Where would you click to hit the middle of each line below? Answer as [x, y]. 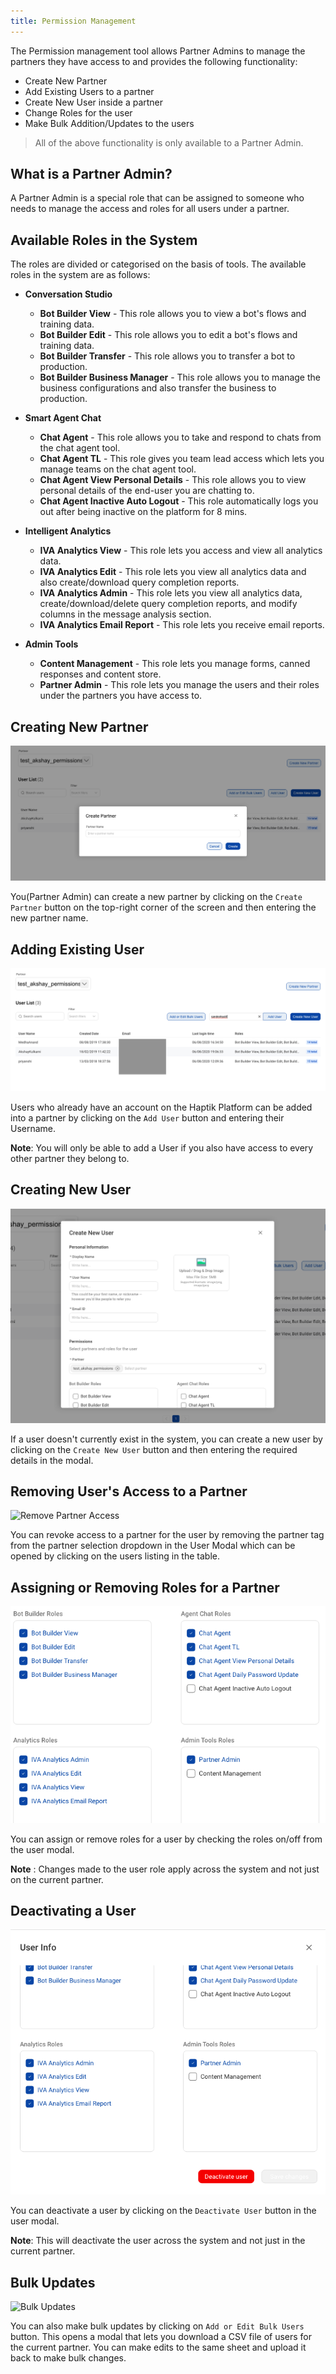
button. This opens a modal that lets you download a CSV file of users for [161, 2336]
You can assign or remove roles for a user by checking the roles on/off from [166, 1839]
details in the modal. [52, 1460]
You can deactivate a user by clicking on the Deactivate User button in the [163, 2211]
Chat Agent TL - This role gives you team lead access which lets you [182, 459]
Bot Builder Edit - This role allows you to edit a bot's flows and [168, 335]
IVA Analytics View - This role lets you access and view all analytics [181, 551]
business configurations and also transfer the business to [158, 388]
